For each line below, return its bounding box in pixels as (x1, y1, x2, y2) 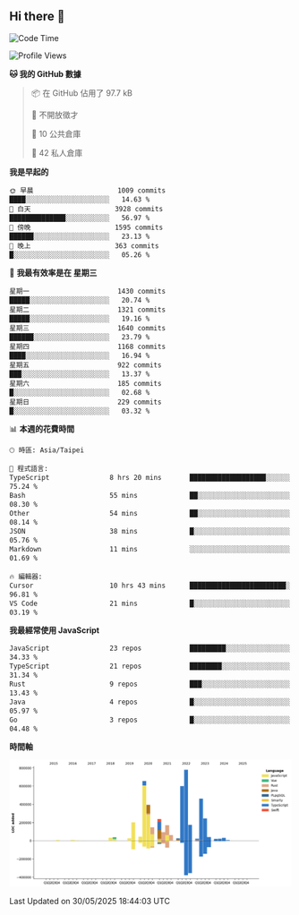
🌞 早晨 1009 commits (9, 185, 167, 195)
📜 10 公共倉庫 (30, 128, 81, 139)
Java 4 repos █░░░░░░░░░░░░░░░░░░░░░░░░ (9, 697, 291, 706)
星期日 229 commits (9, 398, 162, 406)
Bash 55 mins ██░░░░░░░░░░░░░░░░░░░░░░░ (9, 491, 291, 500)
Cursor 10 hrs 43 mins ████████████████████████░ (9, 581, 291, 590)
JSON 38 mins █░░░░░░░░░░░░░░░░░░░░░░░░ (9, 526, 291, 535)
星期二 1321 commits (9, 305, 167, 314)
